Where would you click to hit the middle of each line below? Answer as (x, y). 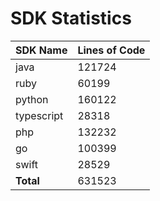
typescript (39, 115)
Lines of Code (111, 50)
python (32, 99)
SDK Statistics (71, 18)
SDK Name (41, 50)
